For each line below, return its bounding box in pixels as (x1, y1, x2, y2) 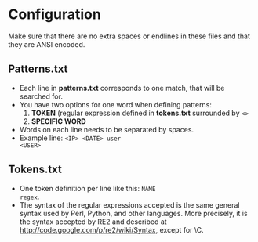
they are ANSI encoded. (8, 39, 85, 49)
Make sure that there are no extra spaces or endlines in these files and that (8, 31, 251, 41)
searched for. (19, 92, 63, 101)
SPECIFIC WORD (31, 116, 86, 126)
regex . (19, 192, 40, 201)
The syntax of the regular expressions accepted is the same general (19, 200, 240, 209)
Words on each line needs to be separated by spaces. (19, 125, 194, 134)
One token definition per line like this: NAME (19, 183, 156, 193)
